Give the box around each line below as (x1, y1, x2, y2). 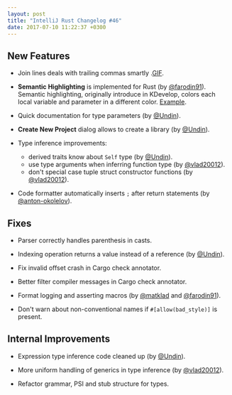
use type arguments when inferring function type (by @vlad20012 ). (28, 161, 226, 169)
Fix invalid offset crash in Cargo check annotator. (17, 264, 162, 272)
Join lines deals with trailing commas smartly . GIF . (17, 69, 165, 77)
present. (17, 313, 43, 320)
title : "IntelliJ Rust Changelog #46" (7, 17, 122, 24)
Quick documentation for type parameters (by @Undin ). (17, 112, 181, 120)
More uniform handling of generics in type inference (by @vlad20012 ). (17, 365, 224, 374)
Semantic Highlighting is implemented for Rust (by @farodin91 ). (17, 82, 206, 91)
